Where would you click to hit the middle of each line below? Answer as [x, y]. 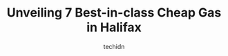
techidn [114, 46]
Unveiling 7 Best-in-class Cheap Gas [114, 13]
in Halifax [114, 27]
